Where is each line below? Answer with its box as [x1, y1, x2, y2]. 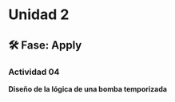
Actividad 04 [8, 66, 60, 77]
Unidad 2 [8, 6, 70, 24]
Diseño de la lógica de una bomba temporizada [8, 84, 168, 93]
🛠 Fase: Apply [8, 38, 82, 52]
